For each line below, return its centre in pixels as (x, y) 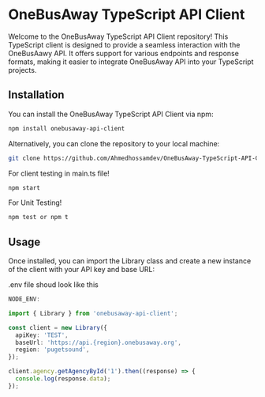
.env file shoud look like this (53, 285)
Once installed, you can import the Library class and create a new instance (130, 261)
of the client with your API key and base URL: (82, 270)
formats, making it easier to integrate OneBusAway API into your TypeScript (131, 62)
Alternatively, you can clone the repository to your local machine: (114, 143)
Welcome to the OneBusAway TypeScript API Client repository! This (118, 36)
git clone (24, 158)
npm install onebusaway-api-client (67, 128)
